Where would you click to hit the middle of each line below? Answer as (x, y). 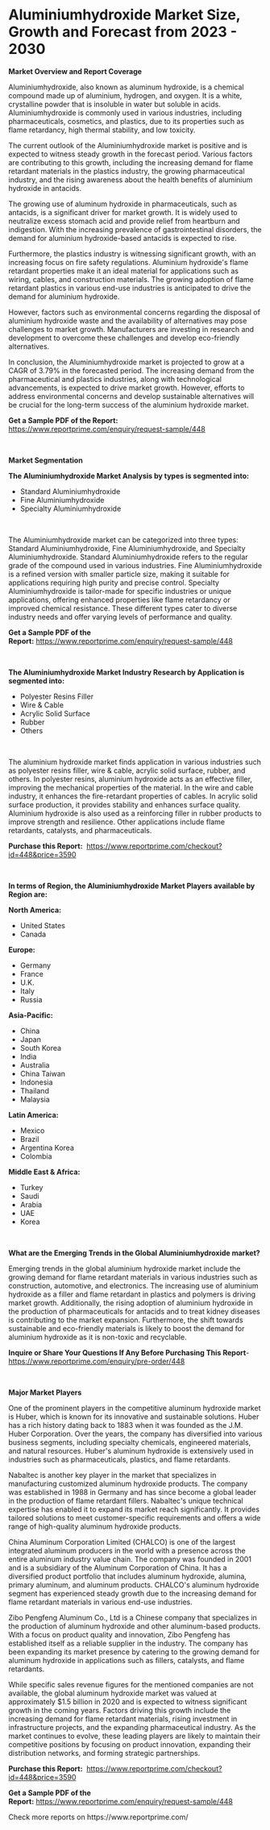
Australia (35, 1064)
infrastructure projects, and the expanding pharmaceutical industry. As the (132, 1727)
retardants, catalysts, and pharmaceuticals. (80, 830)
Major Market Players (45, 1392)
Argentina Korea (47, 1147)
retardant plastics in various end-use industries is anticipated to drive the (130, 288)
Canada (33, 934)
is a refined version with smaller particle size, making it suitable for (119, 574)
